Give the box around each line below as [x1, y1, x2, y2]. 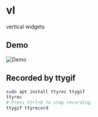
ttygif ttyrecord [6, 105, 49, 111]
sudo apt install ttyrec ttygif [6, 89, 85, 95]
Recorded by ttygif [6, 73, 76, 83]
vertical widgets [6, 23, 45, 30]
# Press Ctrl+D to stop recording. [6, 100, 93, 106]
